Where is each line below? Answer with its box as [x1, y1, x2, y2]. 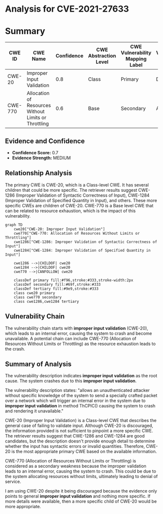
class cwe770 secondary [14, 294, 62, 300]
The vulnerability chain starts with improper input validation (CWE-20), [5, 325, 148, 331]
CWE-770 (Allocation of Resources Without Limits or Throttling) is [5, 458, 136, 464]
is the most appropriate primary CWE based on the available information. [11, 449, 157, 455]
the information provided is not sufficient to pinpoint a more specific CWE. [5, 428, 153, 434]
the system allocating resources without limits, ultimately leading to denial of [5, 474, 158, 479]
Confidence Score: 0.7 [12, 149, 59, 155]
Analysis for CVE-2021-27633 [5, 3, 130, 15]
